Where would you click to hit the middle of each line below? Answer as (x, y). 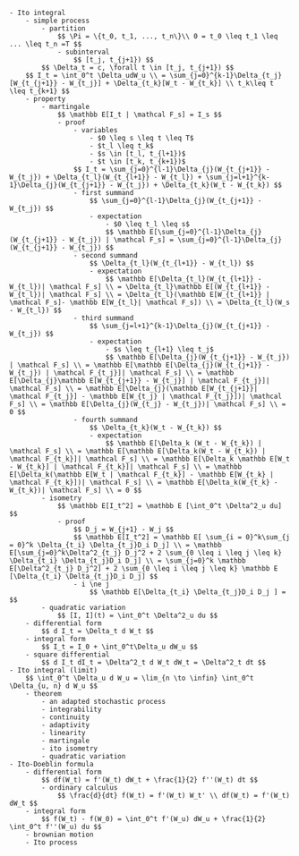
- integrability (72, 709)
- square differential (68, 655)
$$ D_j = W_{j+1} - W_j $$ (124, 530)
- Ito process (51, 843)
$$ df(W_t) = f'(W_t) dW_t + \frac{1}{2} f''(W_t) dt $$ (149, 780)
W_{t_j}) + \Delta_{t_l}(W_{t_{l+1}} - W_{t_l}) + (106, 177)
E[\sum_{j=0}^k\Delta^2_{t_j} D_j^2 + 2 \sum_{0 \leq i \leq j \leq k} (145, 553)
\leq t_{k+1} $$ (39, 91)
